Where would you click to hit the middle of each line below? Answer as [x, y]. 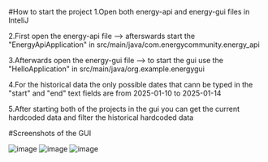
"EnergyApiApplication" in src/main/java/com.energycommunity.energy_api [134, 45]
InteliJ [19, 20]
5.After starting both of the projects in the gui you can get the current [124, 109]
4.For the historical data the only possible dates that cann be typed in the [131, 85]
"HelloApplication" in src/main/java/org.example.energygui [107, 69]
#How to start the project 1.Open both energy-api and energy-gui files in [129, 12]
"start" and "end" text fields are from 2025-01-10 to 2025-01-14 [115, 93]
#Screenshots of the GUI [50, 133]
